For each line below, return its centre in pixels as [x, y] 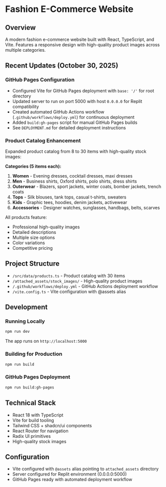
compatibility [26, 106]
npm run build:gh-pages [30, 387]
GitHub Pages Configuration [40, 80]
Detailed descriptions [34, 232]
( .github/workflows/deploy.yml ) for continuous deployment [73, 117]
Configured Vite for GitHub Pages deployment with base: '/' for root [83, 91]
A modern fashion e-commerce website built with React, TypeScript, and [80, 39]
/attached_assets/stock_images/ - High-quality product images [77, 281]
